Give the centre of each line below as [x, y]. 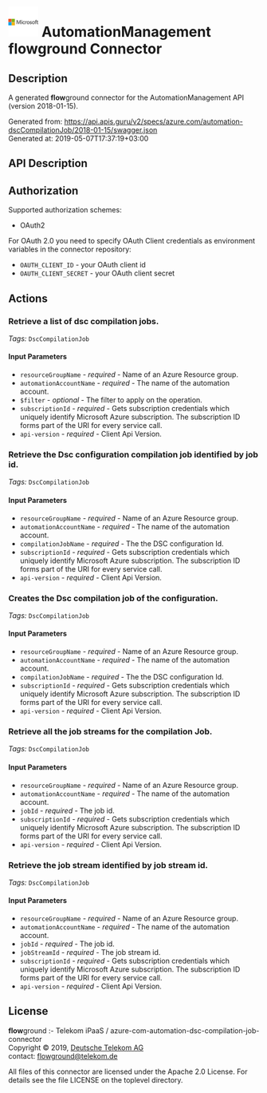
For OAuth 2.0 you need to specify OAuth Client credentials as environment [132, 241]
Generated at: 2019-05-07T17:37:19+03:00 [79, 139]
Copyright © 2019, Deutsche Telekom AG [76, 1047]
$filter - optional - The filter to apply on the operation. [111, 400]
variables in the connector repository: [70, 249]
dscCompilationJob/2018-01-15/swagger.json [83, 130]
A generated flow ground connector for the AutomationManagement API [126, 97]
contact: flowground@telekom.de [63, 1055]
